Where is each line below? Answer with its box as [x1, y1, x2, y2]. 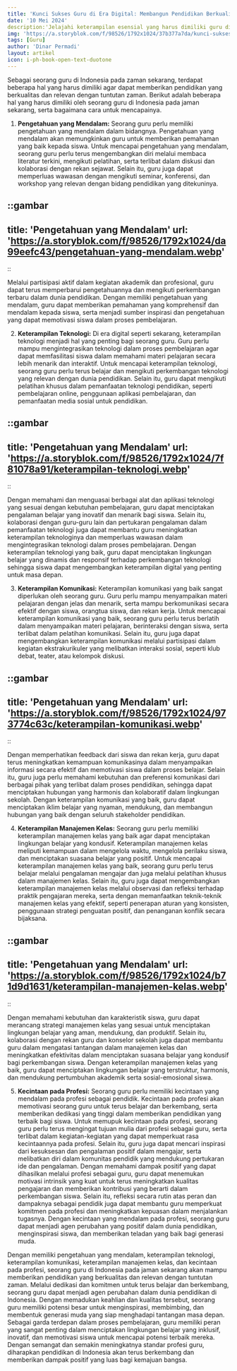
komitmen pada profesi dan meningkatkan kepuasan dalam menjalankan [17, 1207, 228, 1215]
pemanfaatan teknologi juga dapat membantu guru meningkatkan [7, 526, 197, 534]
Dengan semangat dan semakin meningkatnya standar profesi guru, [7, 1340, 205, 1348]
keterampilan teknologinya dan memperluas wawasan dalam [7, 533, 183, 542]
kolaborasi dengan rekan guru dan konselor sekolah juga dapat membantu [7, 1035, 224, 1044]
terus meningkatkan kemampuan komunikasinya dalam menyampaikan [7, 758, 213, 766]
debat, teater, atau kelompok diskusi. [17, 652, 126, 660]
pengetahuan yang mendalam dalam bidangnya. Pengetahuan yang [17, 126, 214, 135]
